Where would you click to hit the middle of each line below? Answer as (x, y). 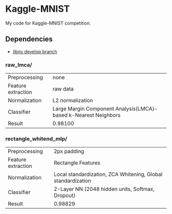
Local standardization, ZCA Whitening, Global (108, 175)
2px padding (69, 152)
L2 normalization (73, 100)
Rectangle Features (77, 163)
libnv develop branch (35, 51)
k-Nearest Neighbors (95, 115)
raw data (63, 89)
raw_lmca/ (19, 65)
